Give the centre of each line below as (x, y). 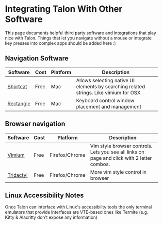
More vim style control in (118, 172)
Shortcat (17, 86)
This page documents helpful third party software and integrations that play (81, 33)
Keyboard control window (105, 100)
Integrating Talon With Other (64, 9)
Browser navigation (35, 124)
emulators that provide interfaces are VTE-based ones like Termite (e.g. (77, 212)
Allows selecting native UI (105, 80)
